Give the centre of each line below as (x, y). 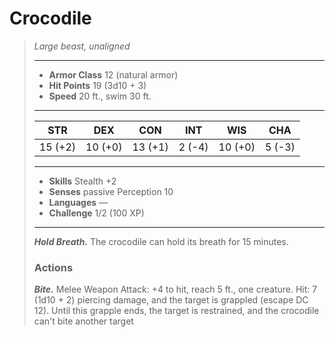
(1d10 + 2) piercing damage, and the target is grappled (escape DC (171, 300)
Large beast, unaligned (82, 46)
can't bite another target (83, 321)
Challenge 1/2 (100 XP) (96, 213)
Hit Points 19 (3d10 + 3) (97, 85)
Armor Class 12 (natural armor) (113, 74)
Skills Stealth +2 (82, 181)
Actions (53, 267)
